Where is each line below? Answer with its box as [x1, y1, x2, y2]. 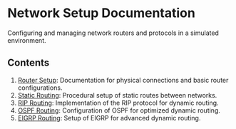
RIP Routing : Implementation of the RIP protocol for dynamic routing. [17, 98, 219, 107]
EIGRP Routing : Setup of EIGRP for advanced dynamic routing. [17, 113, 201, 122]
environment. [7, 36, 46, 44]
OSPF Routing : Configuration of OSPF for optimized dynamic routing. [17, 105, 221, 115]
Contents [7, 57, 50, 69]
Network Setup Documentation [7, 5, 196, 21]
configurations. [17, 83, 63, 92]
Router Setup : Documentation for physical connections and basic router [17, 76, 229, 84]
